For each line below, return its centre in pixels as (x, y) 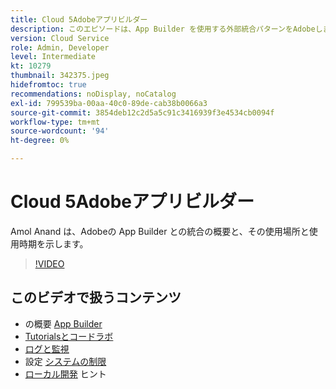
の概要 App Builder (63, 323)
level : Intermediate (53, 57)
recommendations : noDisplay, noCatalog (93, 94)
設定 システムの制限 (65, 361)
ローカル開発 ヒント (65, 373)
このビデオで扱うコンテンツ (96, 297)
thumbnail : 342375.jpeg (60, 76)
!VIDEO (49, 263)
